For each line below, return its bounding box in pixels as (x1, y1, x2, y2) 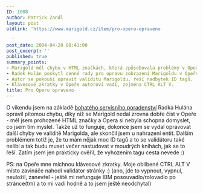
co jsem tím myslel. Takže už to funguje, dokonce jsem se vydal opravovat (6, 123, 192, 130)
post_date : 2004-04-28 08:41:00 (6, 42, 88, 48)
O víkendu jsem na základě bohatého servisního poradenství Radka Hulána (6, 104, 193, 111)
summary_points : (6, 59, 47, 65)
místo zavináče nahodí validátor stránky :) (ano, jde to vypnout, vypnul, (6, 167, 183, 174)
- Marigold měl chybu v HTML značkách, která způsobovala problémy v (6, 65, 185, 71)
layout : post (6, 20, 39, 26)
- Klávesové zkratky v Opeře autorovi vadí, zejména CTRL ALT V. (6, 82, 174, 88)
